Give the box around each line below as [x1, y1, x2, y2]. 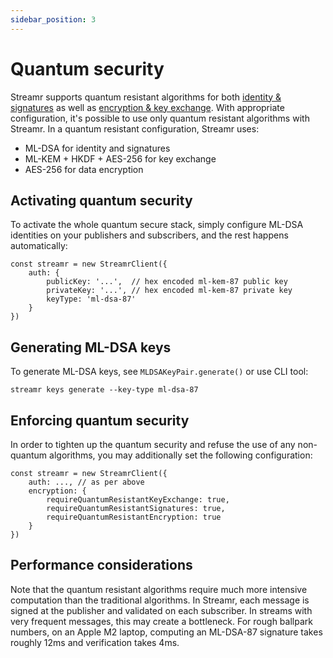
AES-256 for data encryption [24, 163, 144, 175]
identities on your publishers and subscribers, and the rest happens [10, 229, 289, 241]
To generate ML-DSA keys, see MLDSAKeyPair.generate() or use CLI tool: [10, 366, 309, 378]
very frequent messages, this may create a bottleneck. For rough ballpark [10, 615, 313, 627]
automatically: [10, 240, 68, 252]
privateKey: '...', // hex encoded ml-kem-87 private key [46, 286, 293, 296]
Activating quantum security [10, 192, 193, 209]
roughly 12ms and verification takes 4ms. [10, 636, 180, 648]
